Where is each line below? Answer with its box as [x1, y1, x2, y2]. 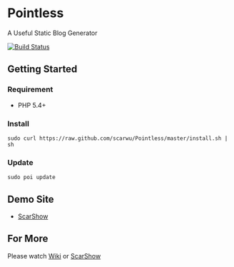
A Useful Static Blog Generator [7, 29, 98, 37]
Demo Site [7, 193, 55, 205]
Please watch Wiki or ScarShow [7, 251, 101, 260]
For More [7, 233, 49, 245]
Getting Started [7, 63, 78, 76]
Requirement [7, 84, 54, 94]
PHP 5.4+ [17, 101, 46, 109]
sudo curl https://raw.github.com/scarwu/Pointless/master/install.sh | [7, 134, 228, 142]
